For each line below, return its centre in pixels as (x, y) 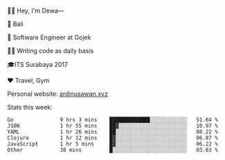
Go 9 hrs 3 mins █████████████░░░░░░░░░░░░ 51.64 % (112, 120)
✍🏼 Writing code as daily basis (51, 51)
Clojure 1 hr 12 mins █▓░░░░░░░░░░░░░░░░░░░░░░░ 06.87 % (112, 138)
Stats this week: (30, 107)
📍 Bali (15, 24)
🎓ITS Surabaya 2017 (37, 64)
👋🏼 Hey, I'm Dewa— (36, 11)
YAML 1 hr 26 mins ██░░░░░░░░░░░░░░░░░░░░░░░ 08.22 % (112, 132)
